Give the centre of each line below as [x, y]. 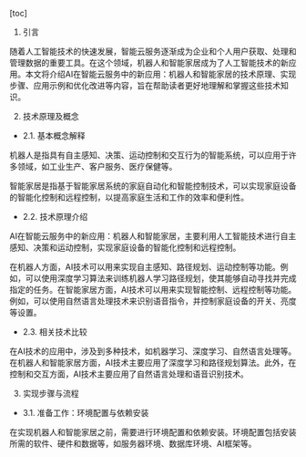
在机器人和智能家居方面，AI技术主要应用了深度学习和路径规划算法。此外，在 [153, 363]
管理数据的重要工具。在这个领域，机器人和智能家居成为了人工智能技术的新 [149, 62]
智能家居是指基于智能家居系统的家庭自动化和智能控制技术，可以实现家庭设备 [153, 186]
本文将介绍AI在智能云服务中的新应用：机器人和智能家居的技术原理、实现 [161, 74]
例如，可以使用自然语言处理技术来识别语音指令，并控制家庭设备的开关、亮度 [153, 301]
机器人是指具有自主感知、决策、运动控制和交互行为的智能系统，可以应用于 [149, 155]
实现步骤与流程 [51, 393]
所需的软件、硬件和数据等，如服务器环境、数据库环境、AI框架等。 [133, 443]
